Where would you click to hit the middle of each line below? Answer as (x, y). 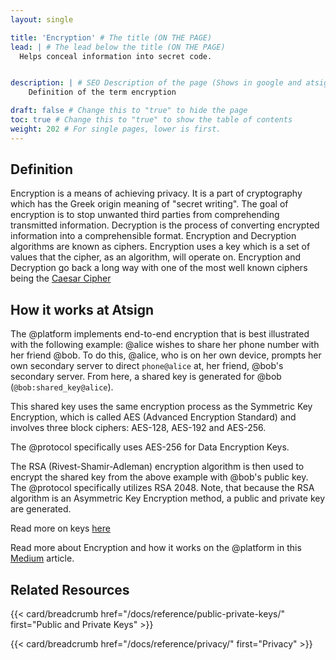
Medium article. (42, 558)
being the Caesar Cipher (61, 278)
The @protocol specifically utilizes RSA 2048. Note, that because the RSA (162, 488)
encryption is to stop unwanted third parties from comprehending (145, 215)
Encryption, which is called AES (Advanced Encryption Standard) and (153, 417)
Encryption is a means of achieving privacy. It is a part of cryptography (156, 193)
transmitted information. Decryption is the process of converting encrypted (165, 225)
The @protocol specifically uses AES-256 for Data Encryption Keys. (150, 447)
